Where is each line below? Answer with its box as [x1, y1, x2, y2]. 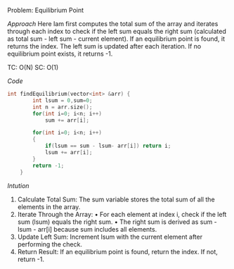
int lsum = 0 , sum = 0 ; [32, 96, 93, 104]
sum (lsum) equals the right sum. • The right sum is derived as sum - [17, 218, 218, 226]
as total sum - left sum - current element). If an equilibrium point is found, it [7, 35, 226, 43]
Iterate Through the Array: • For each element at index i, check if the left [17, 210, 227, 218]
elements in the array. [17, 202, 81, 211]
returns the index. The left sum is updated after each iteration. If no [7, 42, 202, 50]
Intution [7, 181, 30, 189]
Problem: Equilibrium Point [7, 6, 84, 14]
